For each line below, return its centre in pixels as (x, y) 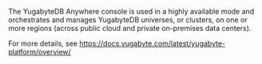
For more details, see (43, 43)
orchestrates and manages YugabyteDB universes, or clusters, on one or (128, 20)
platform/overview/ (40, 52)
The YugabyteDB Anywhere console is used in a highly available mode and (131, 11)
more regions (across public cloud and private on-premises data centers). (130, 28)
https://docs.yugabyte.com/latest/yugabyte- (153, 43)
